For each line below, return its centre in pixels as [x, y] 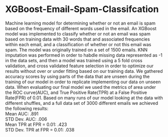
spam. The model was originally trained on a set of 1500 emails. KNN [76, 50]
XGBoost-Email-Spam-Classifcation [82, 9]
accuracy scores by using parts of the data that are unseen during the [77, 76]
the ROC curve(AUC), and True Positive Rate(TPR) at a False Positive [76, 92]
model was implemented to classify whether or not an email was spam [78, 34]
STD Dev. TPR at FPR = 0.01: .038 [40, 129]
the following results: [27, 108]
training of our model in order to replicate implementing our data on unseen [83, 82]
